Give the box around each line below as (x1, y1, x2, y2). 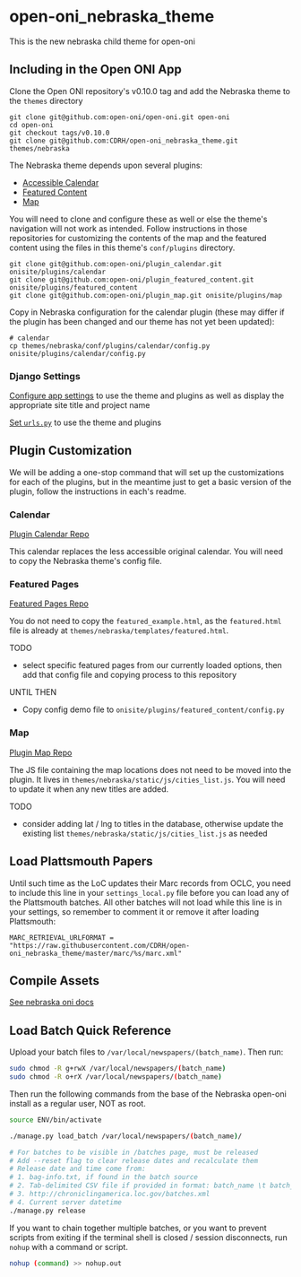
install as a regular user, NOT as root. (9, 1098, 146, 1108)
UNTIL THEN (9, 687, 57, 698)
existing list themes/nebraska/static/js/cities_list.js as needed (21, 828, 268, 838)
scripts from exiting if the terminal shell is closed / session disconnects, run (9, 1231, 288, 1243)
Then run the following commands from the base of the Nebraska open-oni (9, 1088, 287, 1099)
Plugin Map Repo (9, 747, 73, 758)
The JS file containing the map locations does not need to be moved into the (9, 764, 292, 775)
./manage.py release (9, 1206, 87, 1215)
